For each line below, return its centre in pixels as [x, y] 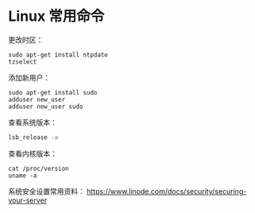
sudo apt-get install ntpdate [58, 55]
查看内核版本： [33, 153]
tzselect [23, 62]
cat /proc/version [39, 168]
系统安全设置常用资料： [46, 191]
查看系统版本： [33, 122]
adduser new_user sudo [46, 106]
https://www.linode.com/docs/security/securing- [166, 191]
